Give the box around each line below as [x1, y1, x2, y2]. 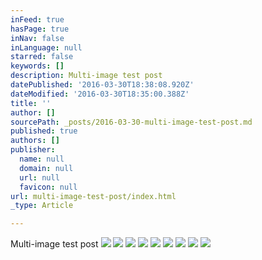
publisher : [10, 145, 56, 155]
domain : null [19, 163, 74, 173]
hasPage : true [10, 24, 70, 34]
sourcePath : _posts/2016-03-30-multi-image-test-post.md [10, 117, 253, 127]
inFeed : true [10, 14, 65, 25]
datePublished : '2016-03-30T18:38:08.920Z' [10, 80, 195, 90]
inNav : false [10, 33, 65, 43]
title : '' [10, 98, 52, 108]
